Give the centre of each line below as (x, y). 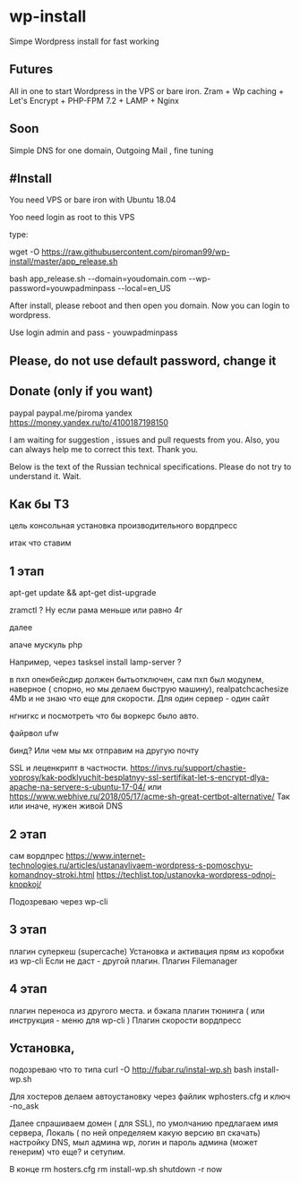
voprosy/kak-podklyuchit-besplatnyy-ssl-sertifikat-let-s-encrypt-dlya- (139, 777)
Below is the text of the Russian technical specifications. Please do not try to (150, 467)
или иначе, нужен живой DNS (66, 806)
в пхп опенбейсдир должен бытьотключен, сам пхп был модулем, (137, 680)
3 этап (28, 930)
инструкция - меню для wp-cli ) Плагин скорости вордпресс (125, 1020)
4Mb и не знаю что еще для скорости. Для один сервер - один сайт (140, 699)
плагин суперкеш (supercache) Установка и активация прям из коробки (147, 951)
